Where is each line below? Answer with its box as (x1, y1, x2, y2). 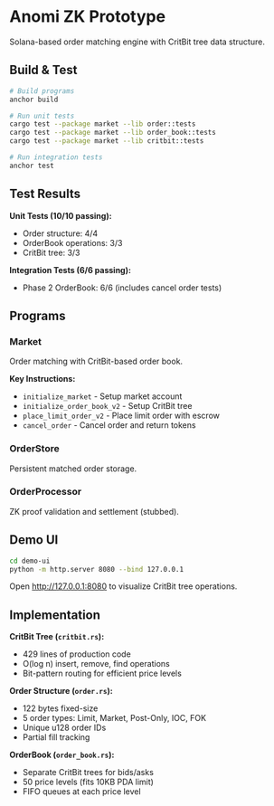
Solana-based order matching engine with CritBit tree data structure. (9, 36, 265, 47)
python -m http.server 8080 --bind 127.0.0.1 (9, 564, 184, 574)
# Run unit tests (9, 111, 75, 120)
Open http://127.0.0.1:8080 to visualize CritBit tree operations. (9, 581, 238, 592)
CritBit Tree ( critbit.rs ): (9, 631, 105, 642)
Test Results (9, 186, 81, 202)
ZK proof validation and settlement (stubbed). (9, 506, 179, 517)
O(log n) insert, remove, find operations (22, 659, 170, 669)
